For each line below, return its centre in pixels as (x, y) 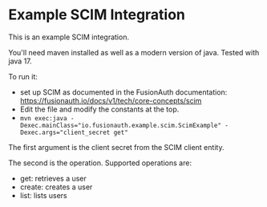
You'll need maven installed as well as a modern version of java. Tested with (134, 52)
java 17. (20, 61)
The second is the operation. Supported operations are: (100, 163)
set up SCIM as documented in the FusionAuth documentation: (123, 92)
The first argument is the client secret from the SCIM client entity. (116, 147)
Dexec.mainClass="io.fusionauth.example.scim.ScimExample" (121, 125)
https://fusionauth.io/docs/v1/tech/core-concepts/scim (111, 100)
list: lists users (43, 195)
